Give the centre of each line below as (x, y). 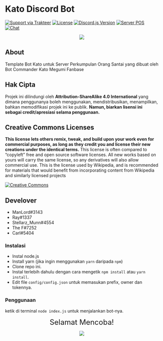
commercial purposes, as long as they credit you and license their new (78, 144)
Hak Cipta (20, 85)
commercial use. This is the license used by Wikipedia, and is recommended (82, 165)
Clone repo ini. (27, 267)
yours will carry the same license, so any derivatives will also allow (72, 160)
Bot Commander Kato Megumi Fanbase (45, 69)
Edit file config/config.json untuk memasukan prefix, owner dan (77, 282)
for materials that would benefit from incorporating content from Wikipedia (80, 170)
